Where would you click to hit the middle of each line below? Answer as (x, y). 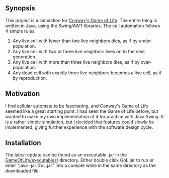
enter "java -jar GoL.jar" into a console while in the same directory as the (80, 165)
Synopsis (20, 8)
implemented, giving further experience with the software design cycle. (79, 127)
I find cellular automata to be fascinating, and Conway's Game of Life (77, 106)
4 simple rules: (21, 31)
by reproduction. (30, 78)
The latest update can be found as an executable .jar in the (66, 155)
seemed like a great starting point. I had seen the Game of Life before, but (82, 111)
